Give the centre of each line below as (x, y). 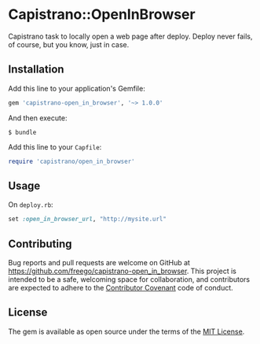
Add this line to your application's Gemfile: (77, 88)
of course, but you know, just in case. (69, 44)
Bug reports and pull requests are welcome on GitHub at (99, 263)
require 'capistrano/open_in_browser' (71, 161)
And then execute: (38, 118)
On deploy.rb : (31, 205)
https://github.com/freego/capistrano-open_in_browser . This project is (123, 271)
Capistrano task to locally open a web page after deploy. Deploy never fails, (130, 36)
